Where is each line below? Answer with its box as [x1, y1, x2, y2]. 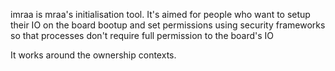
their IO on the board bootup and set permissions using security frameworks [10, 19, 326, 31]
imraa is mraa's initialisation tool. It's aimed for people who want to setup [10, 9, 311, 20]
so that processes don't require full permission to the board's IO [10, 30, 275, 41]
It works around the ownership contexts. [10, 49, 177, 61]
